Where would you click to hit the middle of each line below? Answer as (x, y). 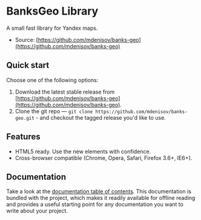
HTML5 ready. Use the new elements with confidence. (83, 151)
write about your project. (37, 211)
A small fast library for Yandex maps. (52, 28)
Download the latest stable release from (65, 92)
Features (23, 137)
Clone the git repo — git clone (54, 111)
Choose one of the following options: (52, 80)
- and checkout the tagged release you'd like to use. (101, 117)
